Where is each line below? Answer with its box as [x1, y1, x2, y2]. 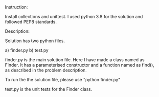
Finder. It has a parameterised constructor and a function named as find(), [5, 62, 155, 68]
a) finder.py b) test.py [5, 48, 49, 53]
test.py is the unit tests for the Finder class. [5, 86, 92, 92]
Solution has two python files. [5, 38, 65, 44]
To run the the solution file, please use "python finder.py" [5, 77, 121, 82]
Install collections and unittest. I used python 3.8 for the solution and [5, 14, 143, 19]
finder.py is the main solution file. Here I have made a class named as [5, 57, 145, 63]
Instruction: [5, 4, 28, 10]
